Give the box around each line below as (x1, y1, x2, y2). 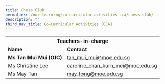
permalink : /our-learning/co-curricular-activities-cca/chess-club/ (5, 12, 154, 17)
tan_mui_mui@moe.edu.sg (67, 54, 130, 61)
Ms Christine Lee (8, 62, 48, 69)
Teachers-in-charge (57, 37, 108, 45)
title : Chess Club (5, 7, 44, 13)
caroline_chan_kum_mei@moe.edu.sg (67, 62, 157, 69)
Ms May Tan (8, 70, 37, 77)
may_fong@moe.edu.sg (67, 70, 123, 77)
